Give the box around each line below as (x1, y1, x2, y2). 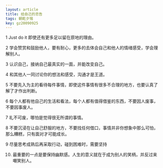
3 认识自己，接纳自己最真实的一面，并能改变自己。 (5, 61, 107, 67)
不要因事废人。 (5, 104, 35, 110)
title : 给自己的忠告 (5, 12, 43, 17)
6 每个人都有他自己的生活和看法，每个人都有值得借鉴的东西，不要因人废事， (5, 98, 158, 104)
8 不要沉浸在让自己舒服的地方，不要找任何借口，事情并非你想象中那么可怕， (5, 125, 158, 131)
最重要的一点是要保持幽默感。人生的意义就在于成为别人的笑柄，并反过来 (12, 151, 157, 158)
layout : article (5, 7, 38, 12)
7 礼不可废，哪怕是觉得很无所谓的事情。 (5, 115, 86, 120)
